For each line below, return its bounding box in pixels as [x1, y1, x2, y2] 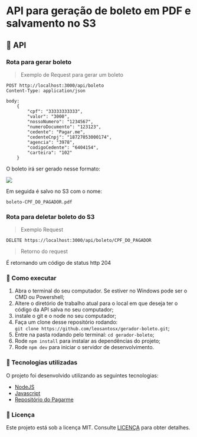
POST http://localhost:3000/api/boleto [6, 83, 104, 88]
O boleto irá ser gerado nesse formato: [6, 165, 100, 172]
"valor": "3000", [27, 113, 70, 119]
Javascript [14, 389, 41, 396]
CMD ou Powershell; [14, 294, 65, 301]
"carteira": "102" [27, 149, 73, 156]
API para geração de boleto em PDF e [6, 4, 191, 18]
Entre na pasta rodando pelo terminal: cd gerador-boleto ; [14, 331, 155, 339]
